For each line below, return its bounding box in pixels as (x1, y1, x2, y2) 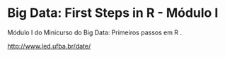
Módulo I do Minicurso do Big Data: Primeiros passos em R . (7, 28, 183, 37)
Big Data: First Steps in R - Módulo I (7, 5, 219, 21)
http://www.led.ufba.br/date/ (7, 42, 91, 50)
